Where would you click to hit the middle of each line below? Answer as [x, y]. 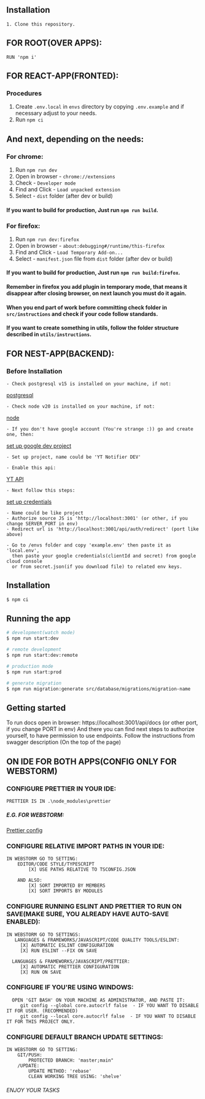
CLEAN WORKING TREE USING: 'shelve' [75, 1077]
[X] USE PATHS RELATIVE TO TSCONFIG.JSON [82, 870]
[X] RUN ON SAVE [41, 972]
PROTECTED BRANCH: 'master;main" [71, 1060]
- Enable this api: [31, 468]
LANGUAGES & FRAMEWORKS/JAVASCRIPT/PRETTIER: [71, 961]
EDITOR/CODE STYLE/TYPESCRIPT [56, 864]
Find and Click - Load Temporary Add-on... [69, 252]
